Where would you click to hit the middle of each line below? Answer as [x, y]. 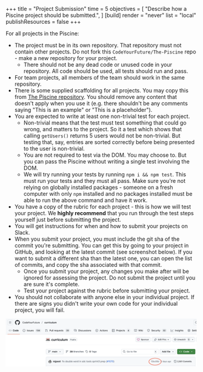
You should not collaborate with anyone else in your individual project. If [104, 297]
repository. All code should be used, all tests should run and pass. [106, 71]
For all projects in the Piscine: [42, 33]
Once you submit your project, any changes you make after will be [106, 271]
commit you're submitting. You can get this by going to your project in [101, 245]
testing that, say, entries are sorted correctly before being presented [109, 142]
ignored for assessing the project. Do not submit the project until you [109, 278]
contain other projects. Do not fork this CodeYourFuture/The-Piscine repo [105, 52]
